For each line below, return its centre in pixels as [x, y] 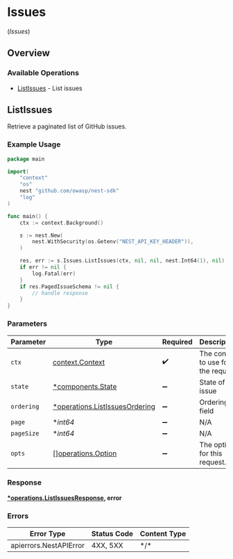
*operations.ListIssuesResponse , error [65, 498]
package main [26, 159]
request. [213, 462]
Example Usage [34, 144]
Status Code [112, 534]
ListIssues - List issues [50, 88]
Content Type [163, 534]
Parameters [27, 324]
